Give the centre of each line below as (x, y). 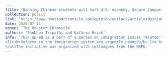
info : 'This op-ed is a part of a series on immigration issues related (82, 38)
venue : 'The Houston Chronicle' (39, 28)
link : (11, 19)
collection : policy (25, 14)
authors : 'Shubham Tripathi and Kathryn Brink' (55, 33)
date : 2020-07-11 (23, 24)
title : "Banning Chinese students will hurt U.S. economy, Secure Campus (83, 10)
